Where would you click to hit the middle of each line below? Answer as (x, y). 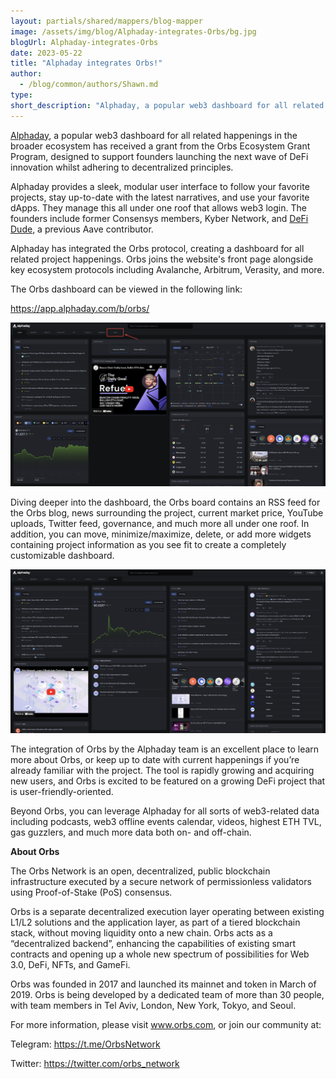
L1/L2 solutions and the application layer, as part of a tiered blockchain (155, 922)
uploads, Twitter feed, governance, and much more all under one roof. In (160, 523)
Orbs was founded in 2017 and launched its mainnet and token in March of (163, 984)
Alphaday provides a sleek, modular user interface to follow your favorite (160, 186)
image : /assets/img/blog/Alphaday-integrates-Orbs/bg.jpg (133, 31)
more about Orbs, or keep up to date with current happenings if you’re (155, 760)
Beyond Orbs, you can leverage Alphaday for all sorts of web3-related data (165, 811)
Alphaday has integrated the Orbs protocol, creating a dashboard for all (157, 248)
